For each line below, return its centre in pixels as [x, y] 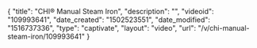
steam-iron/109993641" [46, 36]
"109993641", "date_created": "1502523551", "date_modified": [109, 20]
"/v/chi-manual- [224, 28]
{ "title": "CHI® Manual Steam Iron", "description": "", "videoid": [111, 11]
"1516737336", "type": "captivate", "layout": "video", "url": [102, 28]
